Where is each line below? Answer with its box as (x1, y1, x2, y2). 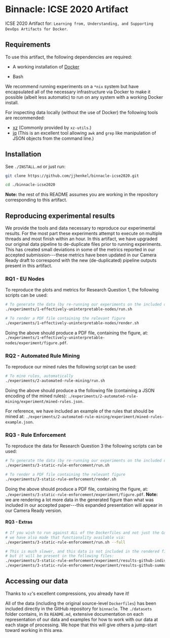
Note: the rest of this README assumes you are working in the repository (5, 192, 158, 198)
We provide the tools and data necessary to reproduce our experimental (5, 225, 156, 231)
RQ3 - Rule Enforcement (5, 431, 66, 438)
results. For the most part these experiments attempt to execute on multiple (5, 231, 162, 237)
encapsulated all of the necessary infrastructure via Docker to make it (5, 89, 151, 95)
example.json (5, 420, 33, 425)
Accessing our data (5, 577, 68, 586)
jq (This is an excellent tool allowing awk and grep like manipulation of (12, 130, 156, 136)
